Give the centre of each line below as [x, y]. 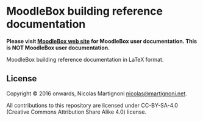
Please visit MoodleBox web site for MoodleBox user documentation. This [101, 41]
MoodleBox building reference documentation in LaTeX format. [85, 59]
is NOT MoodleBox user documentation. [58, 48]
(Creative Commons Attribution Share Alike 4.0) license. [77, 112]
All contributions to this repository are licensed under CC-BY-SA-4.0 [92, 105]
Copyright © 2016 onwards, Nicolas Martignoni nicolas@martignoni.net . [97, 94]
